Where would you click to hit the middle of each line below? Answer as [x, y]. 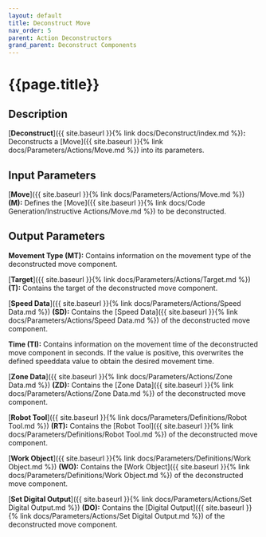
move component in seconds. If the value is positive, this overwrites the [126, 352]
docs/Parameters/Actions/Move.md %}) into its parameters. [106, 150]
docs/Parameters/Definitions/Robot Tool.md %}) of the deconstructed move [133, 434]
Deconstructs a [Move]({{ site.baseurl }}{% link [86, 142]
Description [38, 114]
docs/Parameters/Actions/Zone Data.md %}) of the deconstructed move [127, 393]
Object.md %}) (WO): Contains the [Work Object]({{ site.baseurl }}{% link [129, 466]
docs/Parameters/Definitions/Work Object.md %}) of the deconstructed [126, 475]
